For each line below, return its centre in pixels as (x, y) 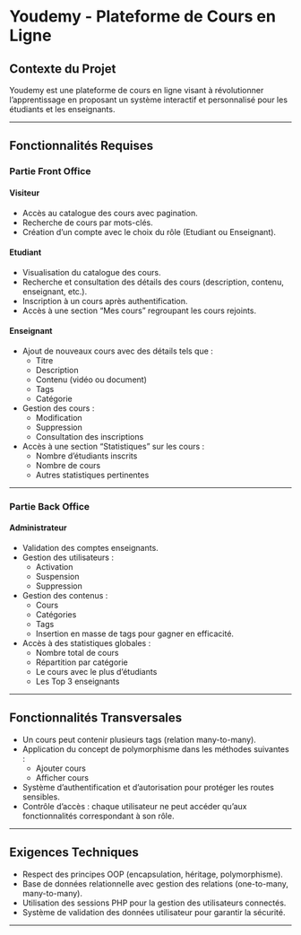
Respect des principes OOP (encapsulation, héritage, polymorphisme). (153, 874)
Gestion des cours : (58, 408)
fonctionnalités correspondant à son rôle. (98, 816)
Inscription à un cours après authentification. (105, 301)
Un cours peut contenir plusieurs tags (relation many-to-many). (139, 739)
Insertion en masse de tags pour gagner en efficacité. (135, 634)
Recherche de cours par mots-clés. (88, 223)
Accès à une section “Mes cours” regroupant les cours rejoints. (139, 310)
